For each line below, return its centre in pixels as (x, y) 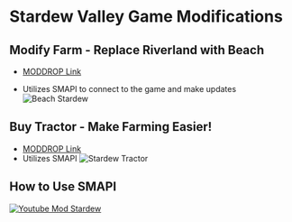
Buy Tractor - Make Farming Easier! (111, 127)
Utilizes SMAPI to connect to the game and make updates (129, 89)
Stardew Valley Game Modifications (146, 17)
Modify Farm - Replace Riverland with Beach (137, 50)
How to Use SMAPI (63, 187)
